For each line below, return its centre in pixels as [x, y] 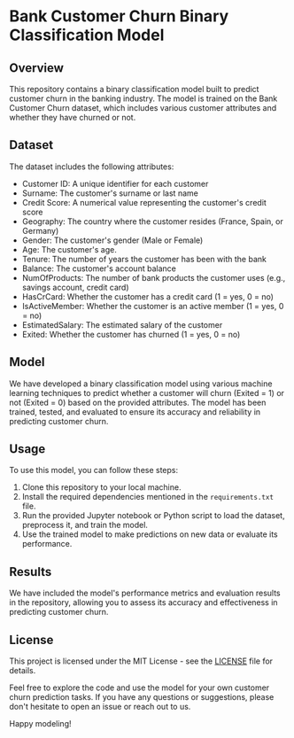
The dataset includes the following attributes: [92, 167]
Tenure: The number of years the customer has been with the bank [144, 259]
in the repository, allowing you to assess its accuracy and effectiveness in [143, 602]
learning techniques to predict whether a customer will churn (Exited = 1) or [147, 392]
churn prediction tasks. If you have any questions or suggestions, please [142, 697]
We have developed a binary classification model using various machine [141, 384]
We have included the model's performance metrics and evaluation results [145, 593]
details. [23, 671]
